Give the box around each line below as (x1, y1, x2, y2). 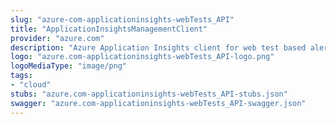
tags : (10, 71, 33, 81)
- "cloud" (10, 80, 52, 90)
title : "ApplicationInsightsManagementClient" (10, 24, 208, 34)
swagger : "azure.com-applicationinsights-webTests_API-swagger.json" (10, 98, 307, 108)
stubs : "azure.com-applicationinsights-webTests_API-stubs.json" (10, 89, 288, 99)
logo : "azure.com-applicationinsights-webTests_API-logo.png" (10, 52, 275, 62)
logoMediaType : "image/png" (10, 61, 128, 71)
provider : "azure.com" (10, 33, 105, 43)
